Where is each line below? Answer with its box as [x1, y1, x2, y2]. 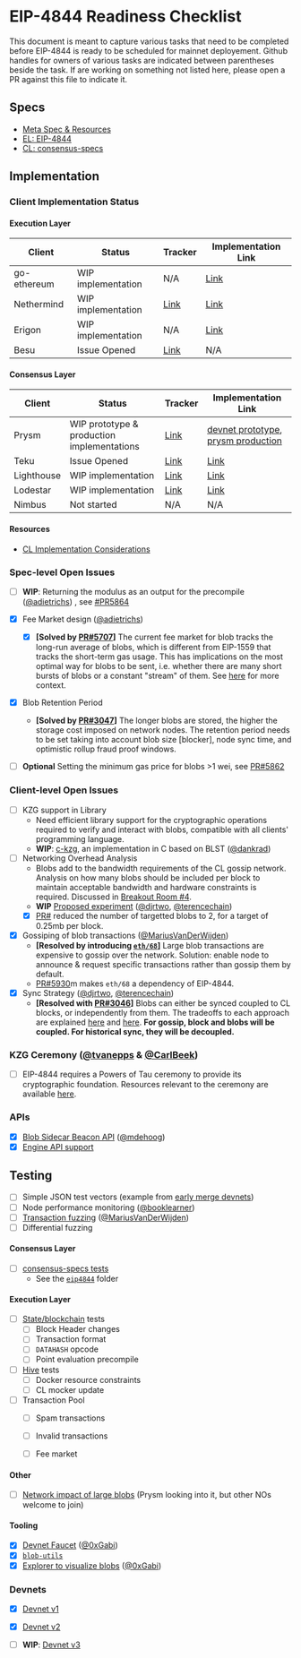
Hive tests [21, 1364, 60, 1375]
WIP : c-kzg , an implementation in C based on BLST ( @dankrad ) [35, 843, 271, 854]
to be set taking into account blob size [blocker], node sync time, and [35, 735, 292, 745]
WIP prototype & [69, 418, 139, 431]
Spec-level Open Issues [9, 566, 116, 579]
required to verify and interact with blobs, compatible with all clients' [35, 824, 289, 835]
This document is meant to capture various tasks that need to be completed [9, 36, 289, 47]
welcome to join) [21, 1499, 84, 1510]
